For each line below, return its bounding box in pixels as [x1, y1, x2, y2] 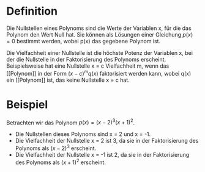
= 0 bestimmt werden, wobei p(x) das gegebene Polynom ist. [6, 37, 161, 45]
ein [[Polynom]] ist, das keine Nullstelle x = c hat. [6, 76, 130, 84]
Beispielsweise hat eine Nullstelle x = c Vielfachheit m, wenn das [6, 62, 170, 70]
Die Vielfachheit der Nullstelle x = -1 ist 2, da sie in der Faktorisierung [15, 151, 190, 158]
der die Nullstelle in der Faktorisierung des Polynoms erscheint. [6, 56, 166, 63]
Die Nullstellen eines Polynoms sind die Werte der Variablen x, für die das [6, 24, 192, 32]
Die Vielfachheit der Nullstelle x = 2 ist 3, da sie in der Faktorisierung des [15, 137, 199, 145]
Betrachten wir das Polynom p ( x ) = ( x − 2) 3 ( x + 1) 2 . [6, 118, 135, 126]
